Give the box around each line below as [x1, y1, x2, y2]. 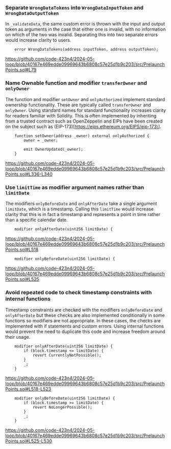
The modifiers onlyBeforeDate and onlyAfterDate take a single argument [5, 200, 157, 206]
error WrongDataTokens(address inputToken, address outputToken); [14, 47, 159, 52]
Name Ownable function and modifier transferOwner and [5, 80, 147, 87]
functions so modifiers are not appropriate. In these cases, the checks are [5, 318, 161, 324]
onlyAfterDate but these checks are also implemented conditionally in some [5, 312, 165, 318]
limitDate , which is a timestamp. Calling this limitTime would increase [5, 206, 154, 212]
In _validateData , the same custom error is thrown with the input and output [5, 21, 165, 27]
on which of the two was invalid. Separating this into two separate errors [5, 32, 158, 38]
